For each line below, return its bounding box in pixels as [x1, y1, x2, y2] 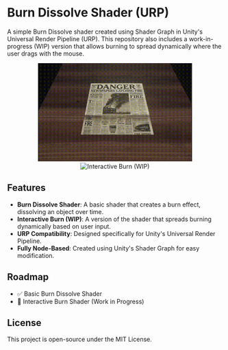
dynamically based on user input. [16, 222, 112, 231]
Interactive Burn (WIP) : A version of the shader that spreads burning [16, 215, 212, 223]
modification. [16, 251, 55, 259]
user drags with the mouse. [7, 49, 84, 58]
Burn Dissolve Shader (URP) [7, 5, 169, 21]
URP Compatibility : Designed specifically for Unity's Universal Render [16, 229, 216, 237]
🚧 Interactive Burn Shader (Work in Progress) [16, 297, 144, 305]
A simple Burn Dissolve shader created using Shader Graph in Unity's [7, 27, 203, 36]
